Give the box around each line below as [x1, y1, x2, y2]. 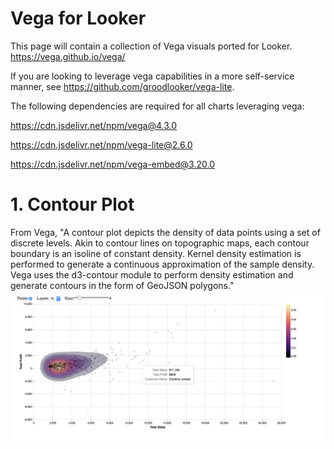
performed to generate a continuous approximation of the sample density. [10, 258, 315, 270]
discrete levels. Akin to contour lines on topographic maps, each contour [10, 237, 310, 249]
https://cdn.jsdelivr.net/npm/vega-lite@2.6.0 [10, 138, 193, 151]
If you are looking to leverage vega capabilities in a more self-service [10, 70, 295, 82]
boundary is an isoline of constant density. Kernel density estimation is [10, 247, 302, 259]
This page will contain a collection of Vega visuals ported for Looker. [10, 40, 293, 52]
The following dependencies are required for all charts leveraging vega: [10, 100, 305, 112]
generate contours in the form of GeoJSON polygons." [10, 279, 235, 291]
